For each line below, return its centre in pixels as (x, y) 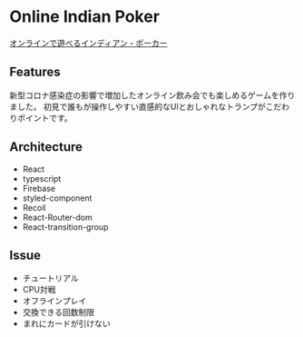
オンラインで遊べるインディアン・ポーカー (88, 43)
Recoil (34, 207)
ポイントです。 (44, 118)
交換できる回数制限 (59, 312)
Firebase (39, 188)
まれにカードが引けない (66, 323)
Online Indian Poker (85, 17)
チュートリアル (50, 278)
